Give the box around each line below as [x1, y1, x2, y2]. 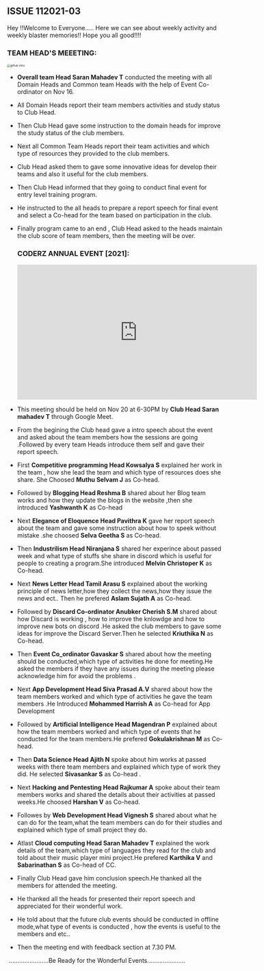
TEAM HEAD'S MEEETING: [7, 48, 97, 58]
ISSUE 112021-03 [7, 5, 81, 17]
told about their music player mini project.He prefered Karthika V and [16, 854, 213, 862]
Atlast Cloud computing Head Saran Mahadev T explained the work [16, 839, 210, 848]
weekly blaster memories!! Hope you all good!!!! [7, 31, 142, 39]
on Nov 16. [44, 88, 75, 96]
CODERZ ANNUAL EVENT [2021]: [16, 249, 130, 259]
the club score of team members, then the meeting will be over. [16, 232, 196, 240]
